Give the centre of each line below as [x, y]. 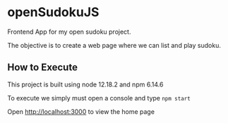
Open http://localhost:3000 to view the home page [81, 111]
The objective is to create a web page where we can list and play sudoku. [114, 45]
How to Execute [42, 67]
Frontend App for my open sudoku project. [69, 32]
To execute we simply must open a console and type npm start [99, 98]
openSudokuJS [53, 12]
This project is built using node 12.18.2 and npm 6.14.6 [85, 84]
